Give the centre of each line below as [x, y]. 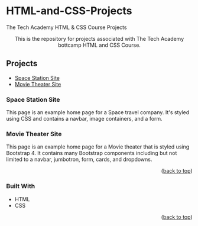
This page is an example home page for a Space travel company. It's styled [98, 112]
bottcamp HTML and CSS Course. [99, 45]
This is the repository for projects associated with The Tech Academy [99, 38]
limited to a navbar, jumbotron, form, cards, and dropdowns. [79, 159]
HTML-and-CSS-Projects [69, 11]
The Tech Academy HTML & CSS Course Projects [66, 27]
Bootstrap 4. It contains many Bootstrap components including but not [92, 153]
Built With [21, 186]
